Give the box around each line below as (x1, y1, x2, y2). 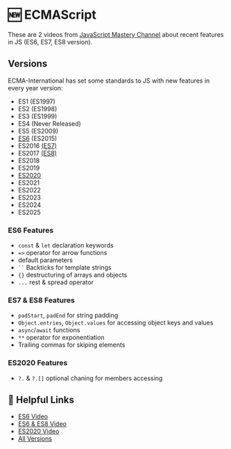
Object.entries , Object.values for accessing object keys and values (17, 318, 214, 327)
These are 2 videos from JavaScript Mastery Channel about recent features (8, 30, 224, 38)
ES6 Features (8, 225, 54, 235)
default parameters (17, 256, 74, 264)
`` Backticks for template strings (17, 263, 112, 272)
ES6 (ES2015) (17, 134, 58, 142)
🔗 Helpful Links (8, 394, 75, 406)
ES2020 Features (8, 358, 68, 368)
